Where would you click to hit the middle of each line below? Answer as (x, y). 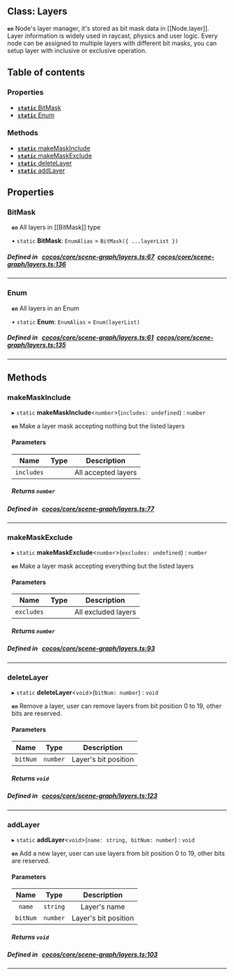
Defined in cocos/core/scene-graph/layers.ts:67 (81, 257)
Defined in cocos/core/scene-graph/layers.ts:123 (83, 796)
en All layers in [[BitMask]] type (56, 227)
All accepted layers (106, 472)
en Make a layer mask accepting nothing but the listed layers (98, 426)
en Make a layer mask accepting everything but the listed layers (102, 566)
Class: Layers (37, 12)
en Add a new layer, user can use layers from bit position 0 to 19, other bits (118, 853)
